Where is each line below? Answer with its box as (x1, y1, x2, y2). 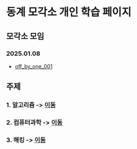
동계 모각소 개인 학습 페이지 (6, 5, 132, 19)
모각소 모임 (6, 31, 45, 41)
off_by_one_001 (14, 63, 53, 70)
